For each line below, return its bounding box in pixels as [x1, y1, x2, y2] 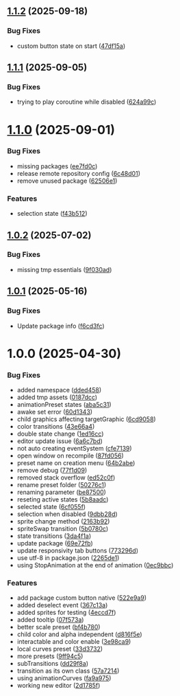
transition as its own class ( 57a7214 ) [16, 666, 120, 675]
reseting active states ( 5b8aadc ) [16, 495, 109, 504]
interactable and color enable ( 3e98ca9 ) [16, 638, 131, 646]
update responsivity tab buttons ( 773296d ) [16, 546, 139, 555]
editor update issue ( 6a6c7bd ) [16, 437, 103, 445]
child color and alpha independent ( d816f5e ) [16, 630, 142, 638]
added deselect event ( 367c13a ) [16, 601, 108, 609]
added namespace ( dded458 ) [16, 386, 102, 394]
